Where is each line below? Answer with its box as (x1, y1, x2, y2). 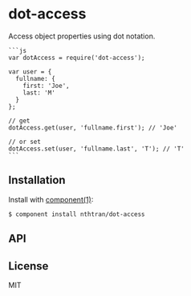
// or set (8, 138, 42, 146)
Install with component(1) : (8, 194, 94, 204)
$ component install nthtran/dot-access (8, 210, 146, 218)
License (8, 259, 49, 273)
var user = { (8, 67, 52, 76)
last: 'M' (22, 89, 56, 97)
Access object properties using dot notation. (8, 31, 156, 41)
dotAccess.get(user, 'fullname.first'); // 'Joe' (8, 123, 178, 132)
